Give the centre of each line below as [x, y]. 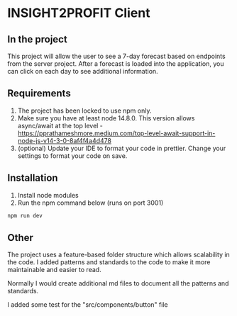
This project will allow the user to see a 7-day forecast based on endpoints [116, 56]
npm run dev [25, 215]
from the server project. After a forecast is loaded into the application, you [116, 64]
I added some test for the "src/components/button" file [88, 305]
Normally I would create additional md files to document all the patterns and [118, 283]
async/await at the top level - [60, 125]
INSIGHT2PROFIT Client [79, 13]
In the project [37, 39]
